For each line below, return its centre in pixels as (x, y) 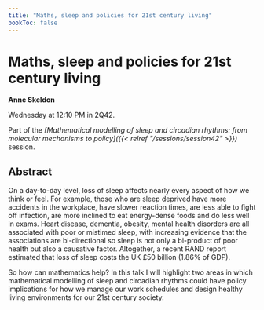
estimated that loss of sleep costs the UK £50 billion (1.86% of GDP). (119, 257)
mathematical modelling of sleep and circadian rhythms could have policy (127, 281)
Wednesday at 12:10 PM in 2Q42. (62, 115)
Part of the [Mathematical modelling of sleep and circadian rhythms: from (128, 130)
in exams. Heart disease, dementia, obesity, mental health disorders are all (129, 224)
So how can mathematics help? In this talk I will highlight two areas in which (131, 272)
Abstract (30, 171)
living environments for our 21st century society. (86, 297)
